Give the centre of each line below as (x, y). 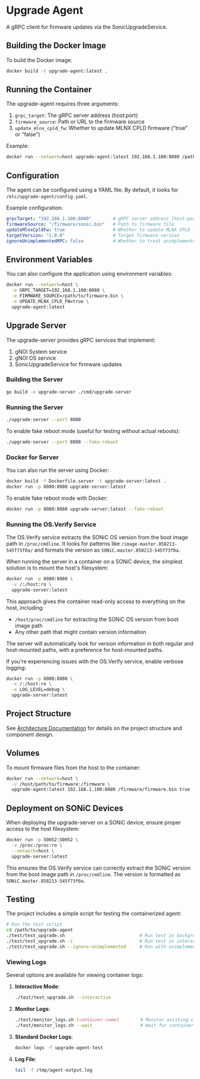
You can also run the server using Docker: (58, 470)
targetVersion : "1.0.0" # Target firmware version (93, 235)
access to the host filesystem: (43, 829)
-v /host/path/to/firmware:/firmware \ (61, 784)
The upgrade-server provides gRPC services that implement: (81, 340)
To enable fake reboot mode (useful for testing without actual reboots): (93, 431)
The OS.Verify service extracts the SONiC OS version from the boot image (97, 537)
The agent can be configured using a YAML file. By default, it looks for (92, 190)
